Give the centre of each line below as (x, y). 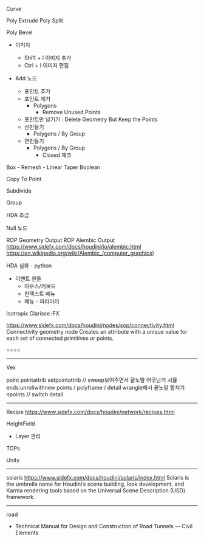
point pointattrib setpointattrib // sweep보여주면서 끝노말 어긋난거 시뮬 (92, 380)
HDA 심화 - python (29, 266)
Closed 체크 (57, 155)
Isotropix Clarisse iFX (33, 313)
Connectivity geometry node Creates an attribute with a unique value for (97, 332)
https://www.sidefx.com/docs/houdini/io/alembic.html (74, 246)
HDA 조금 (18, 215)
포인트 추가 (37, 91)
